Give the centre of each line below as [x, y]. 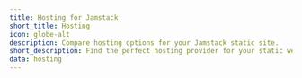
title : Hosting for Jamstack [64, 17]
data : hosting [36, 59]
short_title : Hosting [50, 26]
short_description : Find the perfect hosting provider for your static [146, 51]
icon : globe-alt [40, 34]
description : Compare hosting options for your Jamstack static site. [144, 43]
